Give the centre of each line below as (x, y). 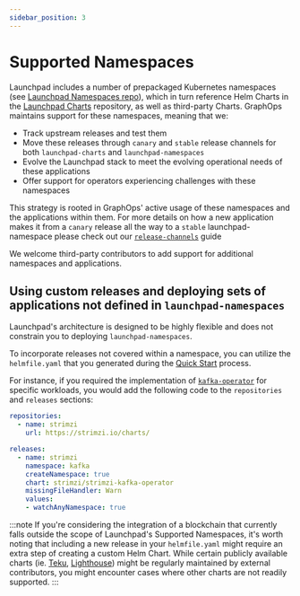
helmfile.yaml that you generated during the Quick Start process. (130, 364)
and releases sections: (51, 399)
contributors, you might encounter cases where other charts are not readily (148, 572)
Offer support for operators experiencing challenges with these (139, 180)
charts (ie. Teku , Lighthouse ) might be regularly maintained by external (140, 563)
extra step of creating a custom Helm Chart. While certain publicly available (149, 553)
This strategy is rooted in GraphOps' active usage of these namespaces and (150, 207)
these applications (56, 171)
